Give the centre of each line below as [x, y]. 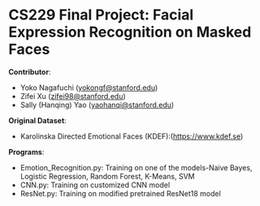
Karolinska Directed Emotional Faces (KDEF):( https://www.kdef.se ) [132, 136]
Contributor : [30, 71]
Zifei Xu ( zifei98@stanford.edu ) [73, 96]
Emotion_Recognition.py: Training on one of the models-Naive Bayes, [136, 167]
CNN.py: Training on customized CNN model [95, 185]
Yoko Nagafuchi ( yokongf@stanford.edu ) [89, 88]
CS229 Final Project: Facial [101, 15]
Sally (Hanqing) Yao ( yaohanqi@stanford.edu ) [97, 105]
